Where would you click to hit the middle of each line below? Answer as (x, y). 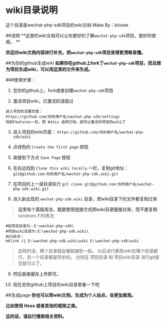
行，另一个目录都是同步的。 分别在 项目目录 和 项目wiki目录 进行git (86, 257)
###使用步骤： (21, 80)
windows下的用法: (36, 215)
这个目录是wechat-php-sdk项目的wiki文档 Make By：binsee (67, 25)
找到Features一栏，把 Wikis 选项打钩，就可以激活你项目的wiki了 (66, 122)
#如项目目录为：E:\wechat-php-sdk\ (40, 226)
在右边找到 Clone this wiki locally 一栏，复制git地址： (71, 168)
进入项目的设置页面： (24, 111)
